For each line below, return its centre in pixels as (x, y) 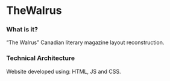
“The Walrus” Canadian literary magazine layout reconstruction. (85, 42)
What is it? (22, 30)
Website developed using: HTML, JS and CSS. (64, 71)
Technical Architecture (41, 58)
